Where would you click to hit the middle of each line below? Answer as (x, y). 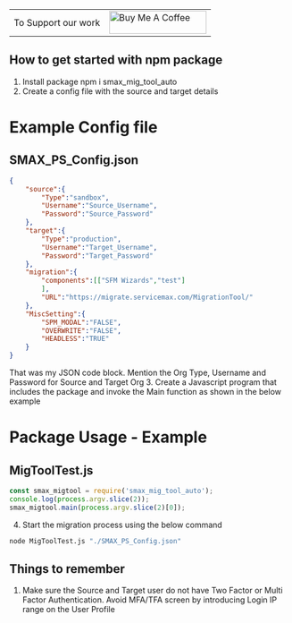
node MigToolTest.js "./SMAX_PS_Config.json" (95, 541)
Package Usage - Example (108, 437)
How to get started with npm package (116, 60)
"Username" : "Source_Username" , (100, 206)
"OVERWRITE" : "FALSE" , (82, 330)
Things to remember (67, 569)
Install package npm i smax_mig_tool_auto (100, 81)
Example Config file (83, 127)
